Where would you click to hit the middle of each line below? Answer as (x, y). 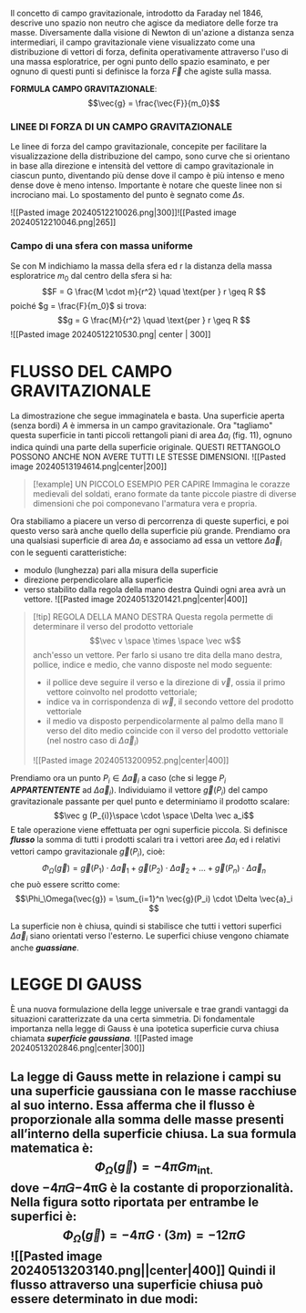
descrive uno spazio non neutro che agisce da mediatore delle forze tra (144, 23)
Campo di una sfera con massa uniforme (102, 246)
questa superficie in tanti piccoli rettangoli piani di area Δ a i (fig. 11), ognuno (151, 436)
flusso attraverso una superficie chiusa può (137, 1285)
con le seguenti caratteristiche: (68, 552)
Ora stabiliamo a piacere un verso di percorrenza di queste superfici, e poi (150, 521)
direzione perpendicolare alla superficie (98, 580)
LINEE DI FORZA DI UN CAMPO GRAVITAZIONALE (122, 127)
